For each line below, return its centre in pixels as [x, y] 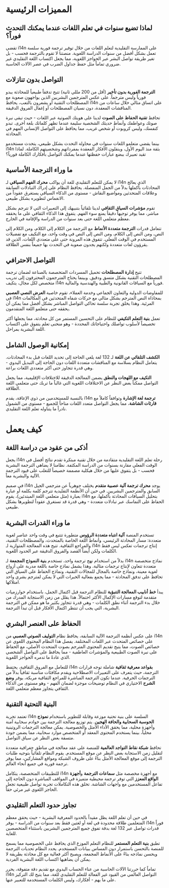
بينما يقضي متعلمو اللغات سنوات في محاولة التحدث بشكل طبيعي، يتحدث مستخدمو [83, 143]
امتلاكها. [13, 582]
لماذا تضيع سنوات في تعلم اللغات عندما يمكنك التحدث [79, 28]
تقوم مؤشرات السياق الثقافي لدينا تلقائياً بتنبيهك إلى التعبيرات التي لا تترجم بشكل [80, 208]
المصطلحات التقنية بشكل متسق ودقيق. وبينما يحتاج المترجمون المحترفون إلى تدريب [84, 277]
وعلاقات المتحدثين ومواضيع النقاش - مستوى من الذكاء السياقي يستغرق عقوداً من [81, 193]
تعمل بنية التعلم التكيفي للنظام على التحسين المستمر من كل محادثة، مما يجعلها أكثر [83, 319]
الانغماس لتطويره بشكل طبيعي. [35, 198]
